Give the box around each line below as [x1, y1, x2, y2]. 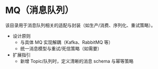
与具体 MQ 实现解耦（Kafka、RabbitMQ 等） [20, 39, 113, 45]
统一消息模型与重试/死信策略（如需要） [20, 45, 102, 51]
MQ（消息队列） [5, 5, 74, 16]
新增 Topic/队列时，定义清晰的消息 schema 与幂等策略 [20, 58, 134, 64]
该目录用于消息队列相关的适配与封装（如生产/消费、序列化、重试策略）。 [5, 22, 156, 28]
